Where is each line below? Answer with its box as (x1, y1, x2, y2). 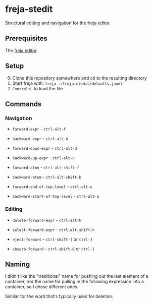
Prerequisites (5, 34, 48, 43)
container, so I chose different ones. (5, 284, 79, 290)
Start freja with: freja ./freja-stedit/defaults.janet (12, 80, 123, 86)
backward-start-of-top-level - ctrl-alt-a (12, 193, 100, 199)
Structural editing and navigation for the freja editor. (5, 20, 111, 26)
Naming (5, 260, 30, 268)
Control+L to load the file (12, 85, 63, 91)
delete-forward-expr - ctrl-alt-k (12, 217, 82, 223)
